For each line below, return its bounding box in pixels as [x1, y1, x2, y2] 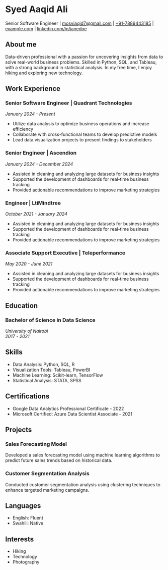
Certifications [5, 392, 50, 401]
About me [5, 40, 37, 49]
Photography [12, 559, 40, 565]
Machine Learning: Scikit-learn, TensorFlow [12, 372, 103, 378]
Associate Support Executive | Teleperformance [5, 249, 126, 256]
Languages [5, 501, 41, 510]
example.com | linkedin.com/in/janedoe [5, 25, 87, 31]
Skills [5, 348, 23, 356]
